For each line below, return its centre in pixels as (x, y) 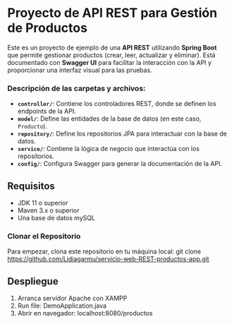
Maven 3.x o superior (48, 210)
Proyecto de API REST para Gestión (112, 13)
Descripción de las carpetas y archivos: (76, 88)
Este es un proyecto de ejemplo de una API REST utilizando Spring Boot (112, 47)
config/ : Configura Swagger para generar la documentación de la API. (120, 164)
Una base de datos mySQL (56, 218)
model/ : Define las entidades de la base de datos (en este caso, (109, 119)
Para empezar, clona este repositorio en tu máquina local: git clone (104, 251)
